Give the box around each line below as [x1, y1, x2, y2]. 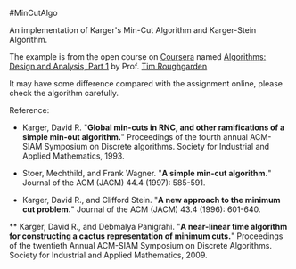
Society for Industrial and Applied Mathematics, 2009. [9, 249, 208, 260]
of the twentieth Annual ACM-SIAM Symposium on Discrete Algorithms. [9, 240, 272, 250]
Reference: [9, 105, 50, 115]
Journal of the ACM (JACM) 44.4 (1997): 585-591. [21, 177, 206, 188]
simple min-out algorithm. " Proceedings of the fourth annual [21, 132, 248, 142]
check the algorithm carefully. [9, 88, 119, 98]
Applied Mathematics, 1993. [21, 151, 125, 161]
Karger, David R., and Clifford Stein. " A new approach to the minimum [21, 195, 281, 205]
